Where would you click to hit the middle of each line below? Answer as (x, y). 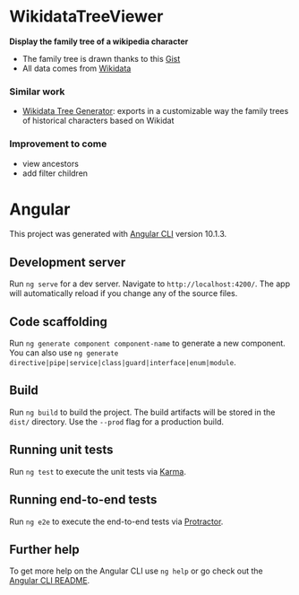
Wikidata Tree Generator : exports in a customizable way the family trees (155, 111)
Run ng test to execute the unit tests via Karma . (98, 471)
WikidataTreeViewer (86, 17)
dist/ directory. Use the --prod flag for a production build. (116, 421)
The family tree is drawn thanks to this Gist (101, 58)
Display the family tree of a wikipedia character (99, 41)
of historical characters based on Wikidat (98, 121)
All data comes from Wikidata (77, 68)
